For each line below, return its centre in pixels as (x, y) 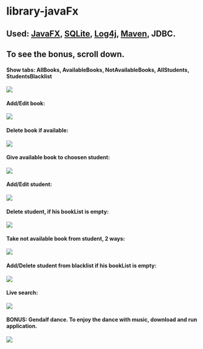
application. (22, 326)
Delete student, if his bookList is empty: (58, 212)
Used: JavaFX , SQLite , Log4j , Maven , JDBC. (91, 34)
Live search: (22, 292)
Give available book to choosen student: (58, 157)
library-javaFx (43, 11)
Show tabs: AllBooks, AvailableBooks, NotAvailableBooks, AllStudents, (98, 70)
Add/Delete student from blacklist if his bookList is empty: (81, 265)
